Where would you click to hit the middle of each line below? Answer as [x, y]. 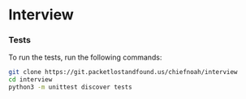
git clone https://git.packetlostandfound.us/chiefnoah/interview [123, 72]
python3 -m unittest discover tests [70, 87]
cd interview [30, 80]
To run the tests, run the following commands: [85, 57]
